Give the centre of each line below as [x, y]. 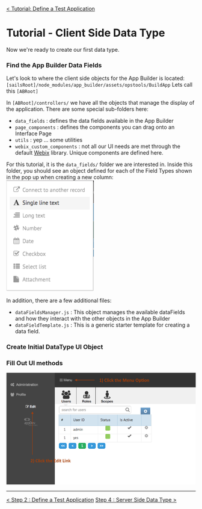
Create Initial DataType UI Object [55, 347]
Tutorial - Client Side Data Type [86, 33]
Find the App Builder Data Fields [54, 65]
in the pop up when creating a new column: [60, 177]
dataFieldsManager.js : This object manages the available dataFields [100, 312]
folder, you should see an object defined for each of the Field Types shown [99, 171]
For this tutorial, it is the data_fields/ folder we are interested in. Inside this [99, 164]
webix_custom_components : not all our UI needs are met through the [97, 146]
